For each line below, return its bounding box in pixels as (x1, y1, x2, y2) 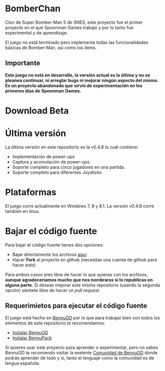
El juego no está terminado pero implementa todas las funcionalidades (5, 39, 149, 45)
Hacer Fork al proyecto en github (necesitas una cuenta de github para (12, 256, 157, 262)
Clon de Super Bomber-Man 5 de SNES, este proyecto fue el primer (5, 19, 143, 25)
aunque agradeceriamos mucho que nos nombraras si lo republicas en (5, 277, 153, 283)
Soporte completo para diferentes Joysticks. (12, 169, 103, 175)
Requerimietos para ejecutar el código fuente (5, 302, 147, 310)
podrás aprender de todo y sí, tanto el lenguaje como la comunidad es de (5, 355, 154, 361)
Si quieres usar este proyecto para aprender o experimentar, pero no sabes (5, 344, 158, 350)
